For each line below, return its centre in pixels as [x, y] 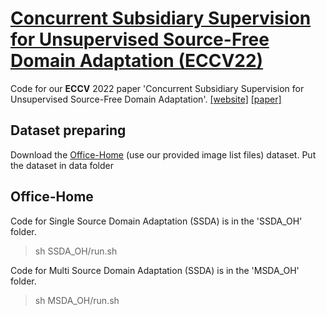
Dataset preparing [68, 130]
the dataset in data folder [62, 165]
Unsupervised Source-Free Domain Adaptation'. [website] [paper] [146, 99]
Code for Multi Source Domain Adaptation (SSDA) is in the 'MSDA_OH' [155, 270]
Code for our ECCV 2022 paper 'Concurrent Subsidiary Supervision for [157, 88]
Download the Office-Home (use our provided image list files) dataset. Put [163, 154]
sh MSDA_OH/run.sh [77, 300]
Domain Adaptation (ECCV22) [137, 61]
